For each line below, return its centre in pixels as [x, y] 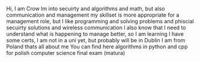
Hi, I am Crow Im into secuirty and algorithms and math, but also [86, 9]
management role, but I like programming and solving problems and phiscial [100, 21]
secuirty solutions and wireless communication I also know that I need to [96, 27]
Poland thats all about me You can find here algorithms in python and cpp [97, 46]
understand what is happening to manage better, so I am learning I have [95, 34]
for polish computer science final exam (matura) [66, 53]
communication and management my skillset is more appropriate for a [93, 15]
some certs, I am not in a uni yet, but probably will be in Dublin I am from [96, 40]
